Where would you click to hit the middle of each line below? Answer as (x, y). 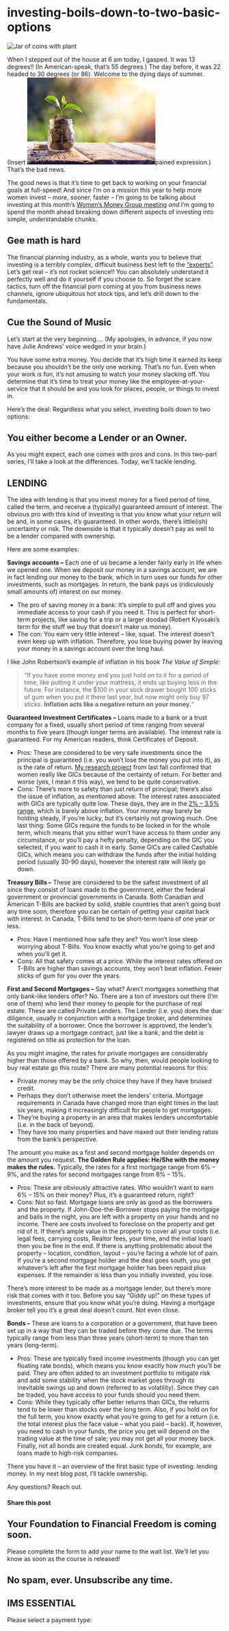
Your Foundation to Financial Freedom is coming (112, 1524)
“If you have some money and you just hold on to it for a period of (116, 675)
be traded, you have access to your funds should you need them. (109, 1395)
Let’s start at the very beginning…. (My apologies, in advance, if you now (109, 339)
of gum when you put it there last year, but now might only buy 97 (117, 697)
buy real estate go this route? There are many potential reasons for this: (108, 1068)
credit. (26, 1088)
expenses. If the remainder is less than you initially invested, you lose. (115, 1275)
